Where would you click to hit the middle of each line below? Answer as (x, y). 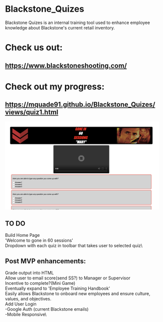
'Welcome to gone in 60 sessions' (39, 240)
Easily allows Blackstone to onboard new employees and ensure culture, (78, 294)
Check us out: (34, 48)
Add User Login (21, 304)
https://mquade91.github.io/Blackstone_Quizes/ (80, 104)
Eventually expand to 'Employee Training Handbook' (58, 288)
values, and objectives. (28, 299)
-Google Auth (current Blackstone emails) (47, 309)
